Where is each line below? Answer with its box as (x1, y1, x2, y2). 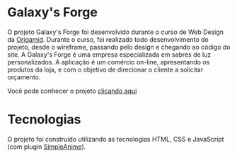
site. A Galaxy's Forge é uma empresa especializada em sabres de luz (7, 50, 212, 59)
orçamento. (7, 72, 41, 81)
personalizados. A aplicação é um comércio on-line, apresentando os (7, 57, 210, 66)
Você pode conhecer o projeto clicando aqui (7, 86, 137, 95)
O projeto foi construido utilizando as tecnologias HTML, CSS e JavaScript (7, 135, 224, 143)
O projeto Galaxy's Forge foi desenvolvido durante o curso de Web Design (7, 28, 224, 36)
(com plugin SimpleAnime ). (7, 142, 86, 151)
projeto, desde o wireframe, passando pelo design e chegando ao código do (7, 43, 231, 51)
